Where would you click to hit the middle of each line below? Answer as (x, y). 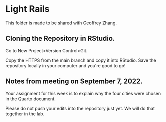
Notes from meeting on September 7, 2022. (74, 82)
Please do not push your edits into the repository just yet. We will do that (80, 108)
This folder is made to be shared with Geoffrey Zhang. (61, 23)
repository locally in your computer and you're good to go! (65, 65)
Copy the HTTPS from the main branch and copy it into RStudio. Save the (81, 60)
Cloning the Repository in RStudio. (60, 39)
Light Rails (27, 9)
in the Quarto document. (31, 99)
